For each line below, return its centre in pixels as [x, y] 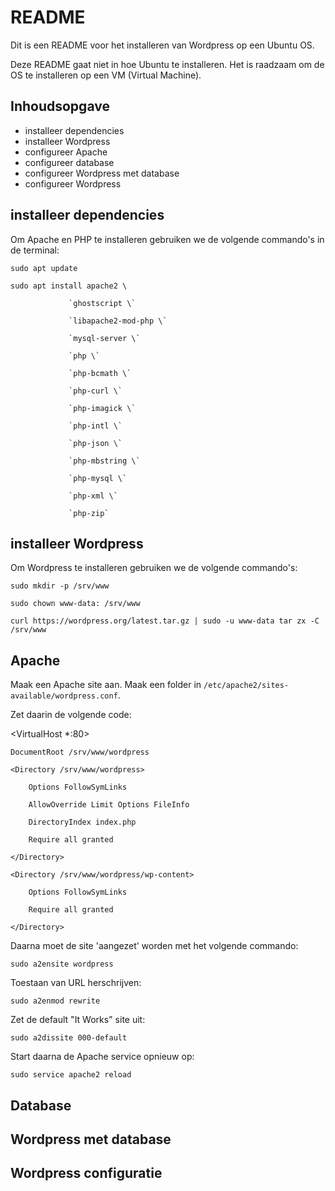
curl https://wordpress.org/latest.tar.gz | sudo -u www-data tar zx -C [165, 621]
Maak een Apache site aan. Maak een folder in [106, 685]
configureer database [69, 162]
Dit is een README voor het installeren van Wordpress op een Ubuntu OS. [162, 45]
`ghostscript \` [102, 303]
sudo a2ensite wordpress [62, 964]
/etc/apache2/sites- [246, 686]
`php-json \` [95, 443]
